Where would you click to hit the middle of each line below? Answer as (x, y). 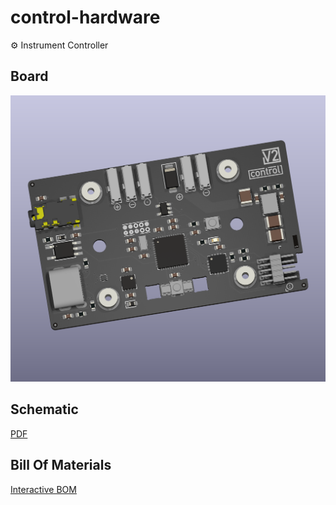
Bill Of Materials (61, 465)
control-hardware (85, 17)
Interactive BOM (43, 489)
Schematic (44, 409)
